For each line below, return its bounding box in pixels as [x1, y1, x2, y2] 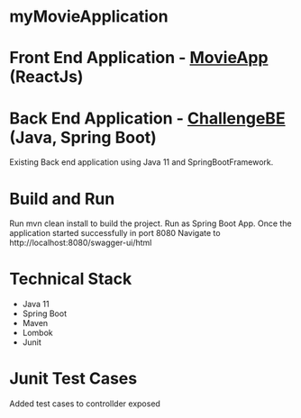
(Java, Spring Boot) [9, 127, 158, 148]
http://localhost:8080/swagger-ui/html [9, 237, 152, 249]
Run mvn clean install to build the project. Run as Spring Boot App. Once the [9, 218, 292, 229]
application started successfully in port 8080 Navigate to [9, 228, 221, 239]
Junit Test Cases [9, 368, 138, 389]
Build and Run [9, 188, 115, 209]
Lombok [22, 327, 54, 339]
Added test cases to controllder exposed [9, 398, 160, 409]
